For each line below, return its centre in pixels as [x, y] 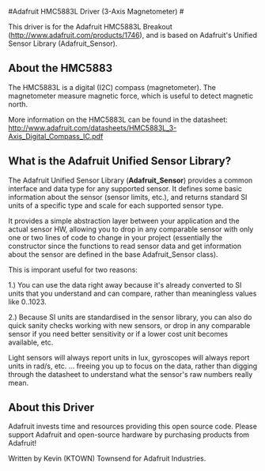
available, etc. [31, 342]
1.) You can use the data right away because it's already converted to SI [125, 284]
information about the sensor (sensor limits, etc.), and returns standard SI [128, 197]
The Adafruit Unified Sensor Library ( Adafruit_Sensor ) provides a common [131, 180]
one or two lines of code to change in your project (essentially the [115, 237]
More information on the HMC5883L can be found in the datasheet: [118, 119]
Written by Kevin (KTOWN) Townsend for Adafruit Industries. [107, 458]
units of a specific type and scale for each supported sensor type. [116, 205]
